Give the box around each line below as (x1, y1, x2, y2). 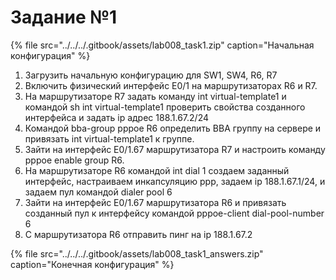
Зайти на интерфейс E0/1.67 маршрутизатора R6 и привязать (24, 196, 287, 208)
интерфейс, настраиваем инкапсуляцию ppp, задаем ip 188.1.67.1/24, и (24, 175, 326, 187)
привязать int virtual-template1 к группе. (24, 132, 195, 145)
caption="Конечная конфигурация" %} (10, 258, 175, 270)
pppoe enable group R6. (24, 154, 125, 166)
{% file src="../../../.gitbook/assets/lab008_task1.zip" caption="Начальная (10, 39, 315, 51)
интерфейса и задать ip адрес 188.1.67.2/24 (24, 111, 210, 123)
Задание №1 (10, 6, 118, 29)
